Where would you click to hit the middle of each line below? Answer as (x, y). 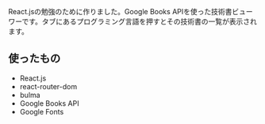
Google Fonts (42, 111)
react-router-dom (48, 86)
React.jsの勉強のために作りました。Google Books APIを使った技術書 (120, 11)
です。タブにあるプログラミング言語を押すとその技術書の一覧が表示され (140, 21)
